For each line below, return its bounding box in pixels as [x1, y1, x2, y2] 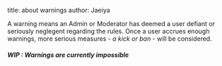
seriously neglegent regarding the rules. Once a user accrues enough [7, 27, 210, 35]
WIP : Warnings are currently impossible [7, 51, 129, 59]
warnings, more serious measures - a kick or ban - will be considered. [7, 34, 212, 43]
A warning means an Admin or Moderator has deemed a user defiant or [7, 20, 216, 27]
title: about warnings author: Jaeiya [7, 6, 111, 14]
